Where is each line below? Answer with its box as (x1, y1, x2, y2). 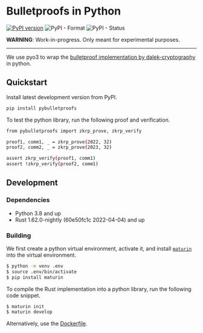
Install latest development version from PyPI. (6, 93, 118, 101)
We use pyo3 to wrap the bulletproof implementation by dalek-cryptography (6, 53, 196, 61)
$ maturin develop (6, 309, 53, 315)
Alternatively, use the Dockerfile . (6, 320, 88, 328)
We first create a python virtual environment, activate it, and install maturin (6, 245, 192, 252)
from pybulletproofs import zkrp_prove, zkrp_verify (6, 128, 142, 134)
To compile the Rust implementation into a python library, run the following (6, 285, 192, 292)
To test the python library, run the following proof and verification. (6, 116, 170, 124)
